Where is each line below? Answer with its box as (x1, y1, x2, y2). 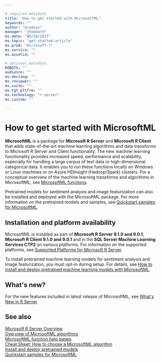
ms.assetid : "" (5, 52, 36, 57)
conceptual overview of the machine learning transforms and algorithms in (5, 174, 154, 180)
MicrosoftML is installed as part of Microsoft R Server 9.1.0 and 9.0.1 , (5, 231, 144, 237)
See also (5, 313, 32, 321)
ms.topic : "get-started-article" (5, 38, 73, 44)
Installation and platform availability (5, 218, 116, 226)
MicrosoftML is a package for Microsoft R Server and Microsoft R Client (5, 138, 151, 144)
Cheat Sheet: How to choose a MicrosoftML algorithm (5, 341, 113, 347)
